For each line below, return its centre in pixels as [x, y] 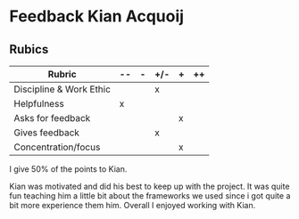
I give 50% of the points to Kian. [68, 169]
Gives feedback [47, 133]
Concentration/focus [57, 147]
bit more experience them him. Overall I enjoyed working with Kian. [133, 205]
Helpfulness [39, 104]
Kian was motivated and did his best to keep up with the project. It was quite [149, 186]
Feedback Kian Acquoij [97, 16]
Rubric [62, 74]
